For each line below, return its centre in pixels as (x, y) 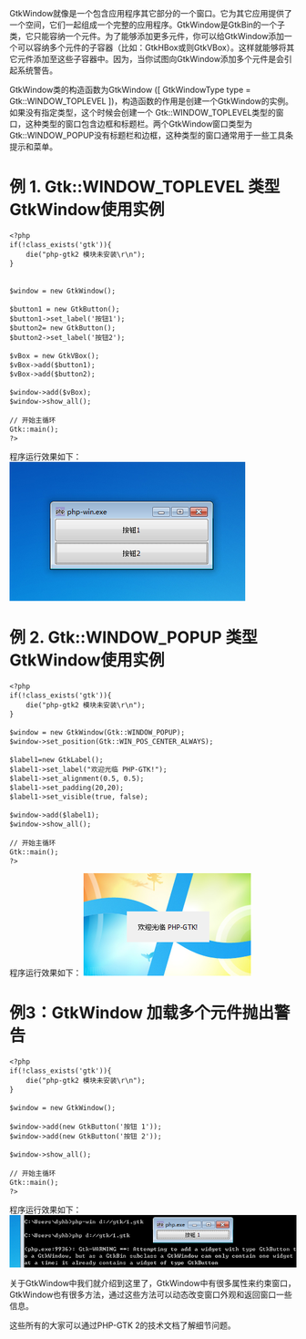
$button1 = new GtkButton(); (65, 309)
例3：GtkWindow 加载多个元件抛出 (142, 1013)
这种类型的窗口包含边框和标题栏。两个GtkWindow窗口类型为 (139, 124)
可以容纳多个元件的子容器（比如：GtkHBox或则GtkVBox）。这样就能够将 (152, 47)
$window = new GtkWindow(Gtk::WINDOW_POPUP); (97, 732)
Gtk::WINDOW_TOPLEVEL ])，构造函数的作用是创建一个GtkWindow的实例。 (152, 101)
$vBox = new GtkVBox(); (55, 355)
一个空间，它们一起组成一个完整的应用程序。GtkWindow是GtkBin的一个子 (147, 25)
